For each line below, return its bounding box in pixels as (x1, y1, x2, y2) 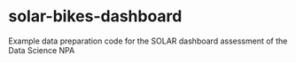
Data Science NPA (8, 44, 75, 55)
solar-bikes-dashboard (8, 6, 183, 27)
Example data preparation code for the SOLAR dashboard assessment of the (8, 35, 288, 46)
